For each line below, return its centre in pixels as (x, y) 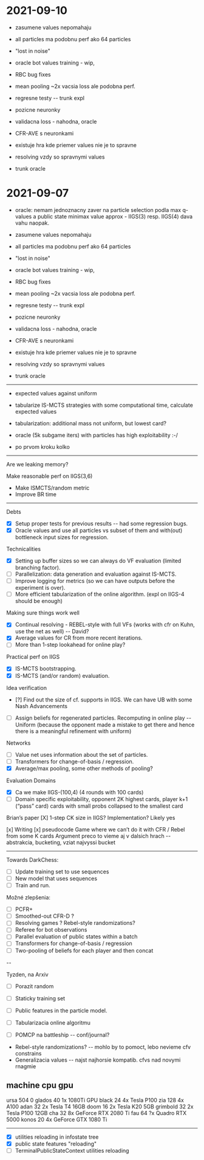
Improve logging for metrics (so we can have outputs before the (95, 581)
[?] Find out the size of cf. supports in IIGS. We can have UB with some (104, 700)
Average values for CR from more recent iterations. (79, 638)
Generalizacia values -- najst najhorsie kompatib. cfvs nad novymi (98, 1060)
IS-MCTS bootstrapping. (46, 669)
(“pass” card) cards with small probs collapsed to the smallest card (99, 806)
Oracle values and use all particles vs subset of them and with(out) (99, 530)
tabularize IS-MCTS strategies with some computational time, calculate (104, 405)
